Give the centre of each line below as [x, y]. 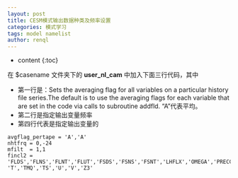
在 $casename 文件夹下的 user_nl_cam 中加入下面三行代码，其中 [103, 75]
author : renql [28, 40]
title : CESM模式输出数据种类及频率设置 [59, 20]
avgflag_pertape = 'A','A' [47, 137]
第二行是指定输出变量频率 [55, 115]
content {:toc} [38, 60]
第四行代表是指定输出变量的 [58, 124]
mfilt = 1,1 [27, 150]
